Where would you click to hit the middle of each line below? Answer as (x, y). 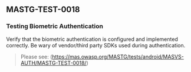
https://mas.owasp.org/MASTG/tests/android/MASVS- (118, 56)
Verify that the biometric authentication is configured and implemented (92, 39)
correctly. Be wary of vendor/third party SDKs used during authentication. (96, 45)
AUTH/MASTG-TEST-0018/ (53, 63)
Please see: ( (36, 56)
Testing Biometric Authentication (55, 26)
